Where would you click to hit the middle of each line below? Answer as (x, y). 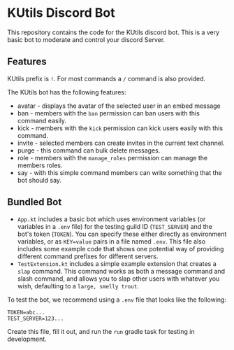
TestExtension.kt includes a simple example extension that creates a (117, 263)
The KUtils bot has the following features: (67, 92)
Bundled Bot (35, 202)
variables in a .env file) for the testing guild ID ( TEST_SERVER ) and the (115, 226)
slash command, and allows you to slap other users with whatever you (118, 279)
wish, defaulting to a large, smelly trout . (78, 286)
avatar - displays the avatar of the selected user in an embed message (119, 106)
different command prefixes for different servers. (88, 256)
